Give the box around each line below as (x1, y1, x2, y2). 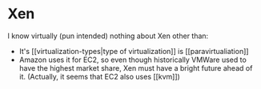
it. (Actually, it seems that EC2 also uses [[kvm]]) (18, 72, 181, 81)
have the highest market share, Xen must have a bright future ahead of (18, 63, 253, 72)
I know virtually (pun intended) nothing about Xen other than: (7, 31, 209, 41)
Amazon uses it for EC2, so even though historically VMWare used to (18, 55, 247, 64)
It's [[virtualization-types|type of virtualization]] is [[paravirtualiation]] (18, 46, 249, 56)
